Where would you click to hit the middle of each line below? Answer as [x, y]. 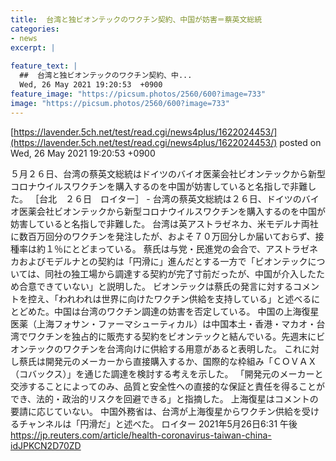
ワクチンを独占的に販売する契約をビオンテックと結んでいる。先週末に [172, 336]
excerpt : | [33, 47]
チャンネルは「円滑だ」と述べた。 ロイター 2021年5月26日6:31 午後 [158, 423]
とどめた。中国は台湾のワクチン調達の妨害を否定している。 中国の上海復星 [165, 311]
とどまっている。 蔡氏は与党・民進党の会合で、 [169, 248]
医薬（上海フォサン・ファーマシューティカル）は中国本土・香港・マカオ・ [163, 323]
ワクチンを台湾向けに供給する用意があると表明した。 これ [182, 348]
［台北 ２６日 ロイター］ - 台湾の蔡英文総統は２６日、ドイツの [165, 198]
